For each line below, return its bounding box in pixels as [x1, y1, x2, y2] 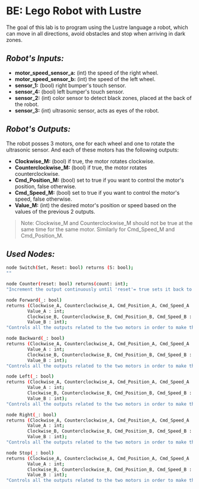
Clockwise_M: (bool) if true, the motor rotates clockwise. [14, 157, 155, 165]
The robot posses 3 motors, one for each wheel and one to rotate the [6, 140, 175, 147]
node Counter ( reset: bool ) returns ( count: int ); [6, 281, 129, 287]
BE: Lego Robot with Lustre [6, 4, 142, 18]
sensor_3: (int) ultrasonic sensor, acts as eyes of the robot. [14, 107, 160, 114]
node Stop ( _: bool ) [6, 450, 54, 456]
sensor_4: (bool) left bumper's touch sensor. [14, 88, 124, 95]
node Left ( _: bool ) [6, 374, 54, 379]
